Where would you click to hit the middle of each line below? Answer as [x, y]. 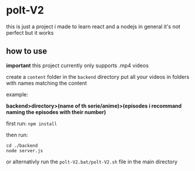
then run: [17, 135]
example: [17, 94]
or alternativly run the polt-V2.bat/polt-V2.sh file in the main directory [92, 162]
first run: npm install [32, 123]
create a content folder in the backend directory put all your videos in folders [98, 76]
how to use [27, 51]
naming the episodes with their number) [56, 112]
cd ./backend [22, 145]
